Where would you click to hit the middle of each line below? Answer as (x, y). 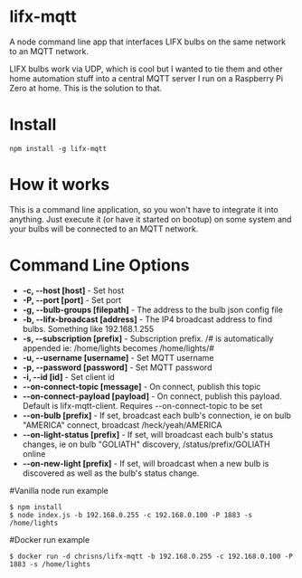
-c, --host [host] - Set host (73, 290)
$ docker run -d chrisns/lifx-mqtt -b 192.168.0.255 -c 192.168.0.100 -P (151, 556)
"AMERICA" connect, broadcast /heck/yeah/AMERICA (122, 425)
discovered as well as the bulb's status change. (111, 473)
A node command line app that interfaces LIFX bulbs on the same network (148, 42)
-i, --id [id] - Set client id (68, 376)
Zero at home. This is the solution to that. (86, 88)
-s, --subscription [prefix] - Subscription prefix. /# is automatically (148, 338)
